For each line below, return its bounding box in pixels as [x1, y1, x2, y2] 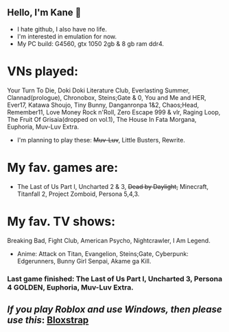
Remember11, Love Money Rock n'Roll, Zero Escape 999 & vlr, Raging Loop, [7, 107, 221, 116]
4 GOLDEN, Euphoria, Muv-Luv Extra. [7, 282, 134, 292]
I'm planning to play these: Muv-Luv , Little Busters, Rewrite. [16, 136, 186, 144]
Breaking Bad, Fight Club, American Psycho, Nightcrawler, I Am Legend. [7, 236, 210, 244]
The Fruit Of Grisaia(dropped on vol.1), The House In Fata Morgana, [7, 115, 197, 123]
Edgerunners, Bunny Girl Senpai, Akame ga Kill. [16, 257, 152, 265]
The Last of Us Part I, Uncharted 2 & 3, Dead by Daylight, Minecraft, [16, 182, 209, 190]
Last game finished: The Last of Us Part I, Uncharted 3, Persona [7, 274, 223, 283]
